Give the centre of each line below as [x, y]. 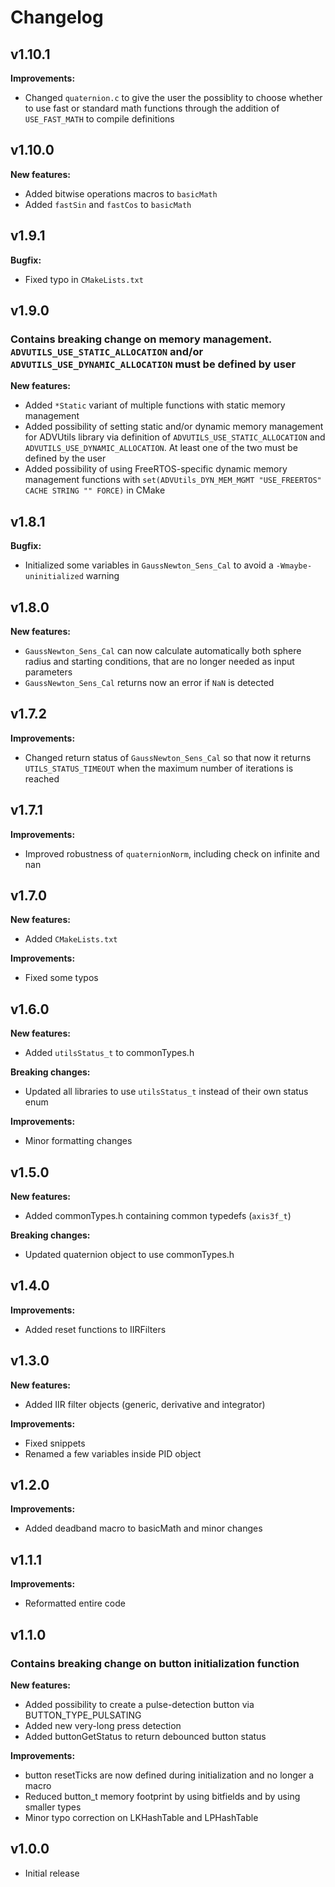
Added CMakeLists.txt [71, 939]
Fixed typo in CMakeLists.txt [84, 279]
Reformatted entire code [75, 1603]
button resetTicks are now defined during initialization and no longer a [169, 1775]
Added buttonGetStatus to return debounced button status [145, 1736]
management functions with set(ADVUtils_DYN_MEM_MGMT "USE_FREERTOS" [173, 480]
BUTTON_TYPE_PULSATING [83, 1715]
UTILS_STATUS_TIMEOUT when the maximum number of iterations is [159, 768]
